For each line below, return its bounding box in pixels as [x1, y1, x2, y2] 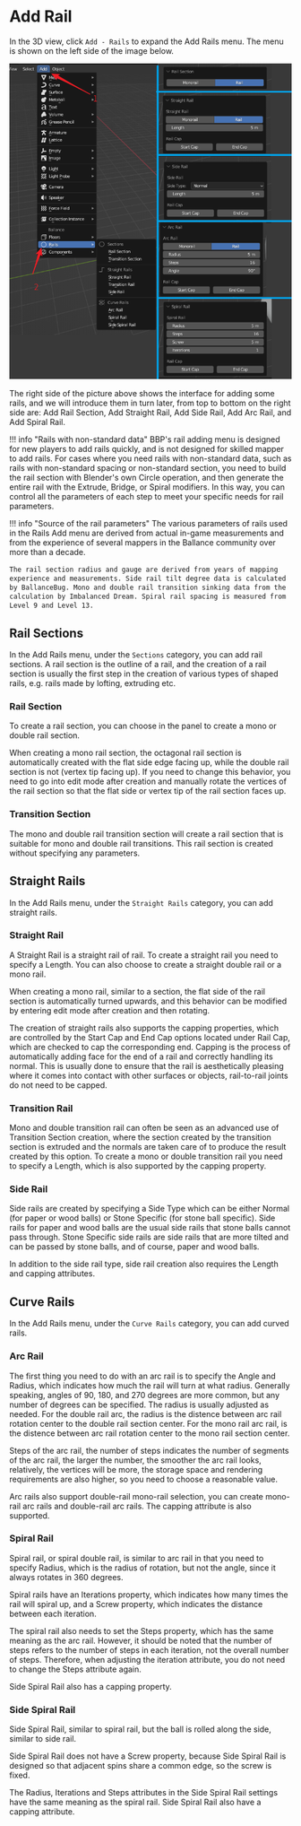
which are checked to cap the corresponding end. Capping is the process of [9, 1041, 291, 1052]
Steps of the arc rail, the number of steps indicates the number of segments [9, 1445, 289, 1456]
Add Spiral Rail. [9, 417, 65, 428]
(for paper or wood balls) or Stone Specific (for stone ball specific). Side [9, 1213, 276, 1223]
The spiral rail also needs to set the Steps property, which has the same [9, 1625, 274, 1636]
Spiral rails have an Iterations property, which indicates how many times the [9, 1589, 288, 1600]
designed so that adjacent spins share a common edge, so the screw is [9, 1761, 272, 1771]
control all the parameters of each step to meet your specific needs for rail [9, 491, 284, 502]
